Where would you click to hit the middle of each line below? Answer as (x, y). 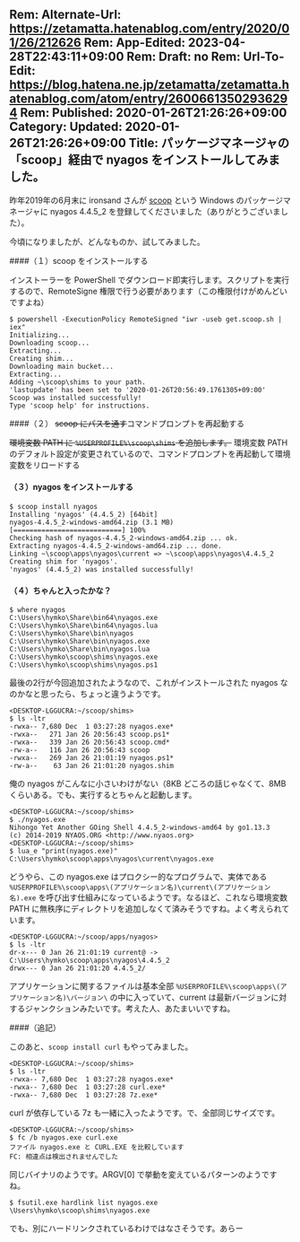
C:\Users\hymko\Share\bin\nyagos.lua (80, 650)
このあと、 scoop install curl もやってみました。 (101, 1047)
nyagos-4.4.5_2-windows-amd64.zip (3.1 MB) (92, 523)
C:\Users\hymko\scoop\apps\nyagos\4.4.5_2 (90, 961)
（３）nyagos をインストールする (72, 487)
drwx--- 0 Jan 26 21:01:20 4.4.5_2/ (77, 968)
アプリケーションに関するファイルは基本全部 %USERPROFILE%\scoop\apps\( (145, 986)
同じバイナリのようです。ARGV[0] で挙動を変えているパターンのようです (143, 1175)
